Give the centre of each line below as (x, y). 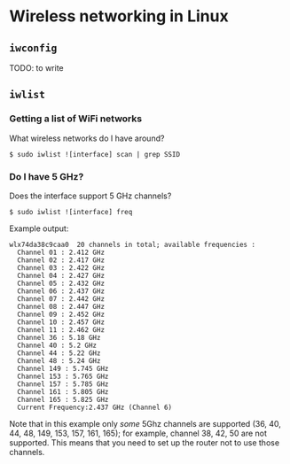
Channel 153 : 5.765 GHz (63, 376)
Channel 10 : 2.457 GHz (61, 322)
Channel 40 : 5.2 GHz (57, 345)
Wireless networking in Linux (119, 16)
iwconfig (33, 48)
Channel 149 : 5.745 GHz (63, 368)
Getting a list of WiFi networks (76, 119)
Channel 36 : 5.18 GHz (59, 337)
